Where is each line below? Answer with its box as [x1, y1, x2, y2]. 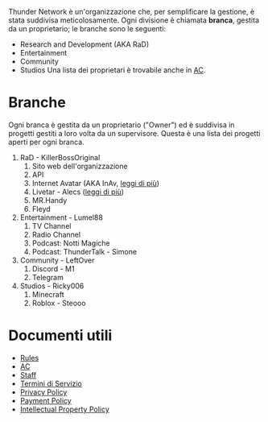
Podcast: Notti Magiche [31, 238, 110, 248]
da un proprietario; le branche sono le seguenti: [8, 24, 167, 33]
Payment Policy [19, 395, 72, 405]
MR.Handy [31, 195, 68, 205]
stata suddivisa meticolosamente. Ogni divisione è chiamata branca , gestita [8, 15, 260, 25]
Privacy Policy [19, 387, 68, 397]
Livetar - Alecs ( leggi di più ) [31, 187, 125, 197]
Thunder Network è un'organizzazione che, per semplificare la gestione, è [8, 7, 255, 16]
